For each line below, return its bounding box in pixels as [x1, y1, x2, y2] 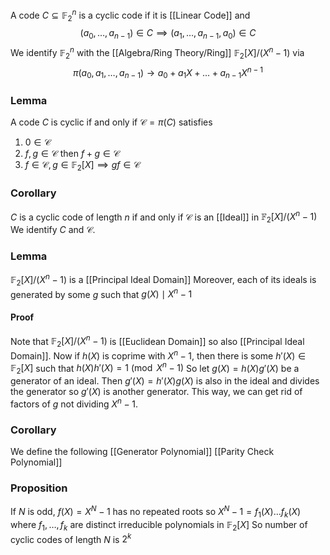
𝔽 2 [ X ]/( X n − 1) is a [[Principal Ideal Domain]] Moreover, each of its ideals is [10, 272, 317, 288]
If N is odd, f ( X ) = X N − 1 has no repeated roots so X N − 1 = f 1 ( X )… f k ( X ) [10, 504, 302, 520]
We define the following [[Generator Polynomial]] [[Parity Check [10, 446, 275, 458]
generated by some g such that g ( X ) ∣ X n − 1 [10, 286, 193, 300]
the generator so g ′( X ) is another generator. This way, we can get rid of [10, 386, 303, 398]
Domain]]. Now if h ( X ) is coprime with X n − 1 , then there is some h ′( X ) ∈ [10, 348, 307, 362]
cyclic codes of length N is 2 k [10, 531, 132, 545]
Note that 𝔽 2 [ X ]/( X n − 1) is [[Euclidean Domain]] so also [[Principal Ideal [10, 333, 305, 350]
